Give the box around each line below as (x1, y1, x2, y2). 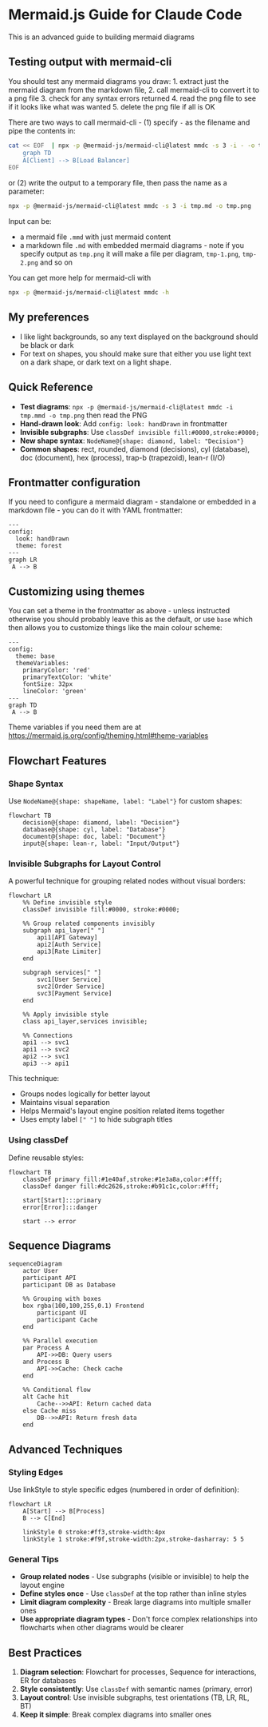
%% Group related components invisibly (22, 919, 156, 928)
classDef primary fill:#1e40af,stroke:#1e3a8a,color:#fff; (22, 1175, 223, 1183)
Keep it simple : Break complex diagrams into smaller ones (19, 1709, 212, 1720)
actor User (22, 1267, 59, 1275)
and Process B (22, 1358, 69, 1366)
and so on (39, 257, 73, 267)
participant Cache (37, 1316, 98, 1324)
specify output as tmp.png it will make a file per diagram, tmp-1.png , (19, 249, 241, 259)
